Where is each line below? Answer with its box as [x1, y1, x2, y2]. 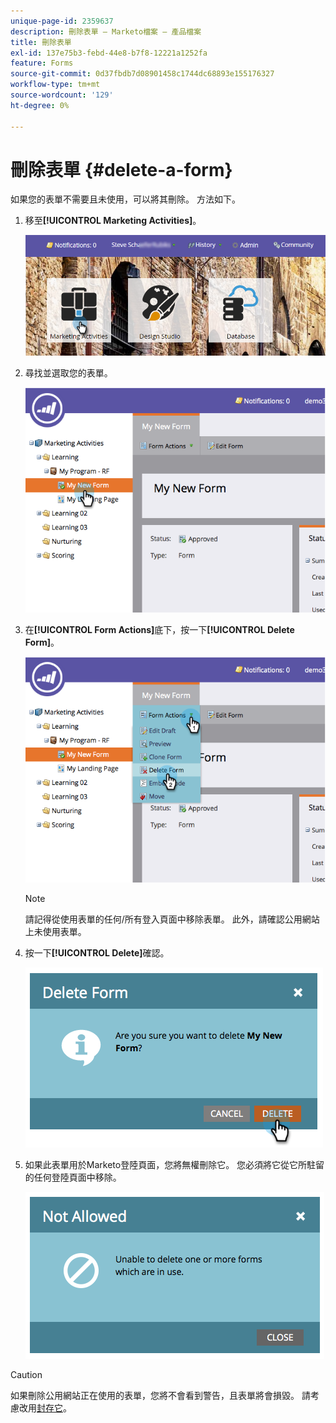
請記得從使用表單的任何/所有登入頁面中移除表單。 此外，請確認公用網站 [24, 913, 320, 925]
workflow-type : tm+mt [10, 80, 101, 90]
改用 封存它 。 [18, 1401, 72, 1414]
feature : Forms [10, 58, 74, 69]
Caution [10, 1368, 43, 1380]
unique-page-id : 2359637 [10, 16, 114, 26]
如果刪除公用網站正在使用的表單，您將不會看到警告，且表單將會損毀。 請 [10, 1389, 311, 1401]
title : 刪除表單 [10, 37, 72, 47]
